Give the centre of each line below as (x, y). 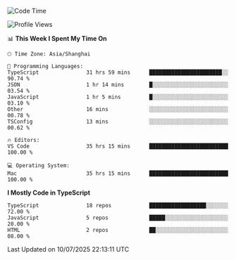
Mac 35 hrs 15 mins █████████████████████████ (118, 174)
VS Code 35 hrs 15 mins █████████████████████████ (118, 146)
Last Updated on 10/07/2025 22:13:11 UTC (68, 249)
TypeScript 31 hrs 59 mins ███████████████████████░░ (118, 72)
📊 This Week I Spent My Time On (57, 38)
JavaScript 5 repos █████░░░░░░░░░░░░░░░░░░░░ (118, 218)
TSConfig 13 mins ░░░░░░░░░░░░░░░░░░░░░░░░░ (118, 122)
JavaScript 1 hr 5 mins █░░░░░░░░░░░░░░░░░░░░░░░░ (118, 97)
